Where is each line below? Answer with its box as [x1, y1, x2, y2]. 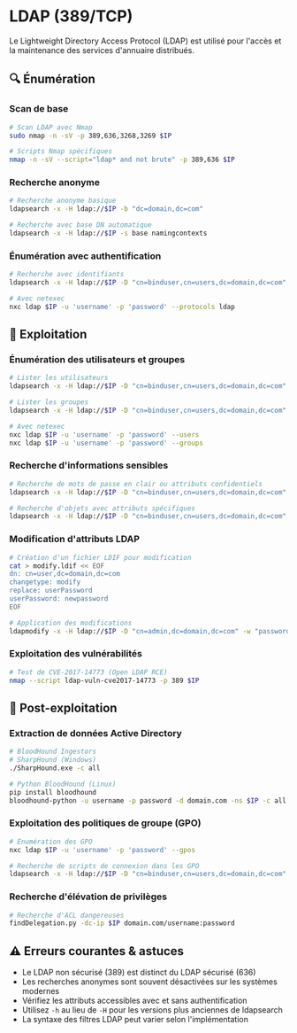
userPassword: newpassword [9, 594, 109, 603]
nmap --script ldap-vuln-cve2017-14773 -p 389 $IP [9, 676, 200, 685]
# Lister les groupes [9, 398, 89, 407]
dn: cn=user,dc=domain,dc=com [9, 570, 121, 579]
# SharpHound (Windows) [9, 756, 97, 765]
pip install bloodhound [9, 788, 97, 796]
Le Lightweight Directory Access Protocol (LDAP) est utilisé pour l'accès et [9, 35, 282, 46]
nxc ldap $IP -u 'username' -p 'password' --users [9, 430, 200, 439]
